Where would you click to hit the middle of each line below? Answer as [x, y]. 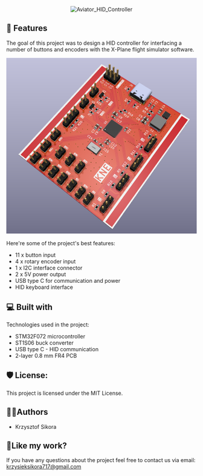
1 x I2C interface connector [49, 268]
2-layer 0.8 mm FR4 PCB [46, 356]
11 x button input [35, 255]
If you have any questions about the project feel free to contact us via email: [101, 460]
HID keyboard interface [44, 287]
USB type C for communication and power [68, 281]
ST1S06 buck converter [44, 343]
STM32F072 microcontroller [50, 337]
